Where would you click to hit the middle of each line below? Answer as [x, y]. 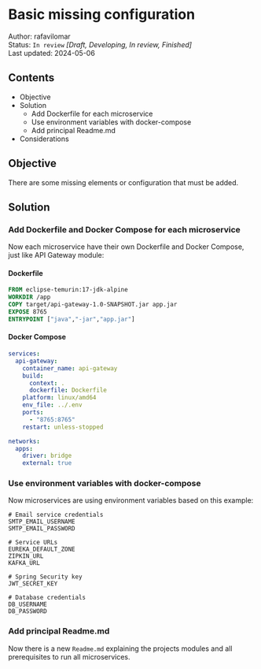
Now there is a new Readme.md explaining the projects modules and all [120, 649]
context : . [47, 383]
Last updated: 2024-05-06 [52, 53]
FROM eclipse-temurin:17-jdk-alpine [68, 290]
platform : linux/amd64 [59, 398]
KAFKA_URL [24, 563]
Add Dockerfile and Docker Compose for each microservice [125, 229]
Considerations [44, 139]
